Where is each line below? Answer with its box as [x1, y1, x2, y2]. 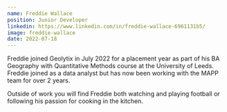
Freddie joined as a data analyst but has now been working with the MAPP [7, 69, 219, 78]
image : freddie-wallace [7, 29, 76, 36]
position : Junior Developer [7, 16, 89, 23]
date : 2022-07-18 [7, 36, 57, 43]
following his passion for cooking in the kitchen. [7, 97, 143, 105]
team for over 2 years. [7, 76, 71, 85]
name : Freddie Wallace [7, 10, 73, 17]
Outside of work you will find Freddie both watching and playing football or [7, 90, 220, 98]
